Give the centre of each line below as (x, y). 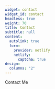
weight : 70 (16, 23)
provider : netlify (32, 50)
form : (15, 46)
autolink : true (24, 41)
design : (13, 64)
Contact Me (16, 82)
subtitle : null (20, 32)
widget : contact (21, 9)
